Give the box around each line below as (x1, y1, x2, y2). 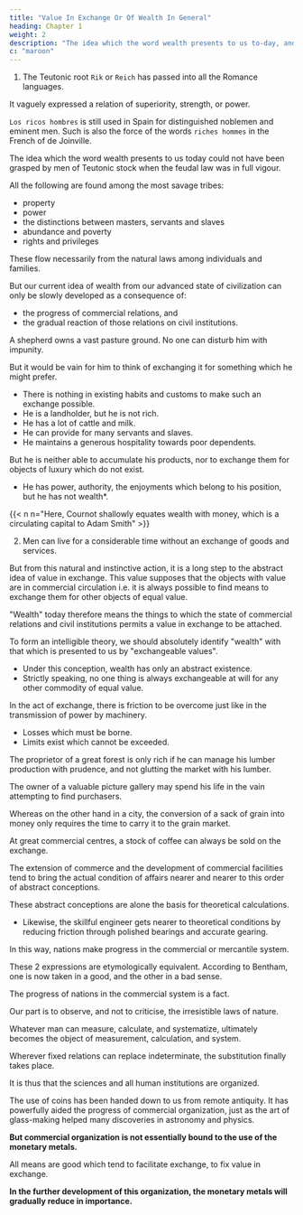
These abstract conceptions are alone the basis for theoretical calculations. (9, 900, 290, 911)
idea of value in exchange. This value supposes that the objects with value (9, 573, 287, 584)
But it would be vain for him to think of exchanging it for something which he (9, 362, 293, 373)
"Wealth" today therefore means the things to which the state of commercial (9, 609, 293, 620)
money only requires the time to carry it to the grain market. (9, 818, 232, 829)
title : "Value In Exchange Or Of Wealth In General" (9, 13, 212, 23)
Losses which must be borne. (22, 727, 133, 738)
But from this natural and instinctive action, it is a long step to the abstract (9, 563, 284, 574)
